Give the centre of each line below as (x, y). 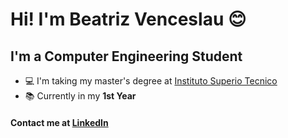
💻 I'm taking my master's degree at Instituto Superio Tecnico (151, 81)
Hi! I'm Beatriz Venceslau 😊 (128, 19)
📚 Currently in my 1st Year (80, 96)
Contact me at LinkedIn (59, 122)
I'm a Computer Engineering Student (126, 56)
